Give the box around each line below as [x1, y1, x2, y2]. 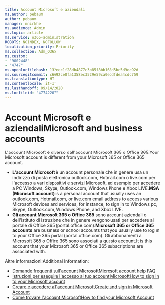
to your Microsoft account [12, 279, 65, 285]
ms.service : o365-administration [5, 35, 74, 40]
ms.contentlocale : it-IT [5, 81, 56, 86]
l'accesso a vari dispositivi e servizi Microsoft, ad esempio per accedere [12, 180, 160, 186]
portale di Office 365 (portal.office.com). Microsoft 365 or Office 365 [12, 222, 154, 229]
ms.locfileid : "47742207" [5, 90, 58, 95]
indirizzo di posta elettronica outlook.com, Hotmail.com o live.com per [12, 175, 156, 181]
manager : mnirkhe [5, 21, 41, 26]
